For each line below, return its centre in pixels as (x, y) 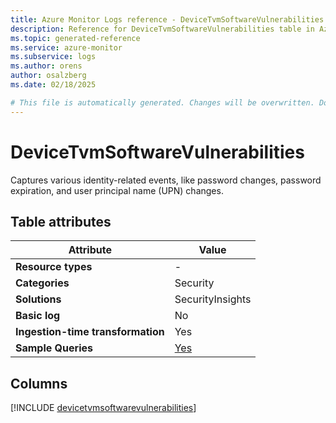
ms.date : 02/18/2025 (53, 85)
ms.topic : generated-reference (75, 38)
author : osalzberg (48, 76)
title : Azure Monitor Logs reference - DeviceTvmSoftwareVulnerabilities (167, 19)
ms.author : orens (46, 66)
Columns (39, 383)
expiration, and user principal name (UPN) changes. (117, 190)
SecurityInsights (213, 299)
